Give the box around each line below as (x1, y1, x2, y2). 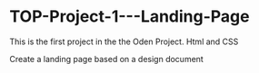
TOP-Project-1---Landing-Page (9, 6, 250, 27)
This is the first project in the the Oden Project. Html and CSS (9, 36, 239, 47)
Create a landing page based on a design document (9, 53, 204, 64)
